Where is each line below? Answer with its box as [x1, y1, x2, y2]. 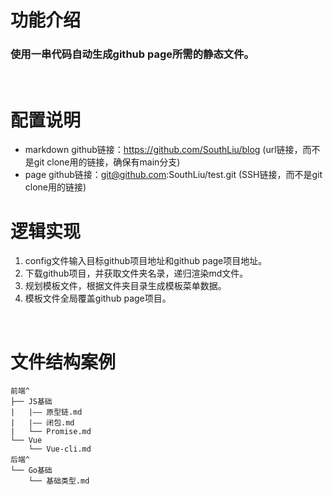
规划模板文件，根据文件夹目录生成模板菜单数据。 [24, 280, 227, 292]
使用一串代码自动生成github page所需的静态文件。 [10, 47, 255, 61]
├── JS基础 [10, 397, 53, 407]
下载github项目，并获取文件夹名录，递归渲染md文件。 [24, 267, 249, 280]
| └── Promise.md [10, 427, 92, 437]
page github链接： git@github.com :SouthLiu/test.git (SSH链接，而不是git [24, 169, 323, 181]
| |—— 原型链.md [10, 407, 83, 418]
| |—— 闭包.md [10, 418, 75, 428]
